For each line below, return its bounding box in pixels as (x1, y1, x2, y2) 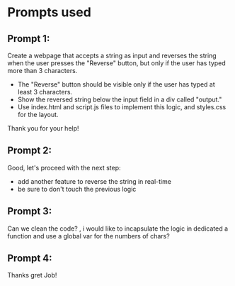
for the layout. (17, 111, 59, 119)
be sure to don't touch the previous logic (17, 185, 137, 193)
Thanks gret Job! (7, 271, 57, 280)
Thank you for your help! (7, 124, 79, 132)
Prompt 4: (7, 253, 52, 265)
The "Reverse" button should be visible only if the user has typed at (17, 80, 216, 89)
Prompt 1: (7, 33, 50, 45)
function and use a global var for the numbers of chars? (7, 231, 170, 240)
